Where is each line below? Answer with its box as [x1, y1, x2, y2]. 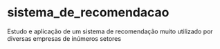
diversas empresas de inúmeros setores [7, 34, 122, 42]
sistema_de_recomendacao [7, 5, 169, 20]
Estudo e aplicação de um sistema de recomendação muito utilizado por [7, 27, 213, 35]
